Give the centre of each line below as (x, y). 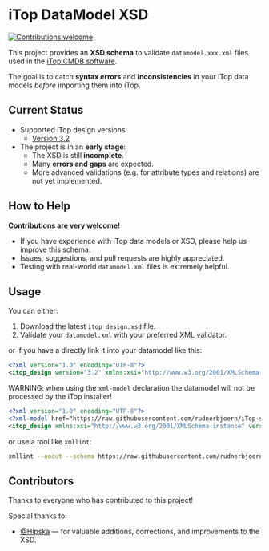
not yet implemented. (67, 180)
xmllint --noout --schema (51, 456)
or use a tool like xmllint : (50, 441)
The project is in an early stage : (73, 147)
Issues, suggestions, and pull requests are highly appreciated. (122, 257)
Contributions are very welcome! (64, 225)
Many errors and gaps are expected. (92, 164)
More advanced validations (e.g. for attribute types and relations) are (146, 172)
